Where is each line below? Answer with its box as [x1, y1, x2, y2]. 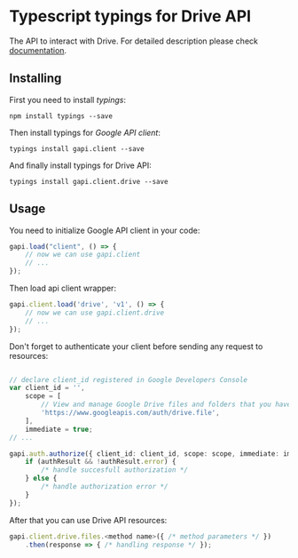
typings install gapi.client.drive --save [9, 177, 169, 186]
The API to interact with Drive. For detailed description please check [9, 36, 259, 46]
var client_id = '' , [9, 384, 86, 393]
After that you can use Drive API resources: [9, 514, 168, 525]
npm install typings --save [9, 111, 114, 121]
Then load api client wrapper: [9, 283, 117, 294]
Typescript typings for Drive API [9, 6, 251, 27]
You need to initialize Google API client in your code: [9, 225, 200, 235]
